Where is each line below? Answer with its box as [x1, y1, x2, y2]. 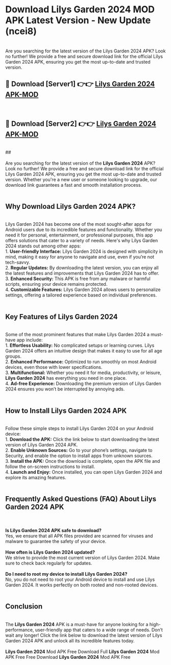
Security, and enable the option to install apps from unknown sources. [5, 453, 153, 459]
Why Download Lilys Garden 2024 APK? [5, 202, 136, 211]
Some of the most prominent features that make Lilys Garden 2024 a [5, 331, 150, 338]
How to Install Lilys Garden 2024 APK [5, 406, 127, 415]
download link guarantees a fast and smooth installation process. [5, 182, 142, 188]
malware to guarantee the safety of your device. [5, 538, 107, 544]
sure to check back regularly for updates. [5, 560, 92, 566]
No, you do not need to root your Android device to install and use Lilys [5, 576, 155, 582]
